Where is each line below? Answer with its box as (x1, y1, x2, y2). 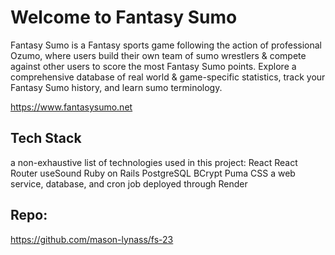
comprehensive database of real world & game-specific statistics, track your (10, 71, 326, 83)
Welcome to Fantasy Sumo (10, 6, 238, 29)
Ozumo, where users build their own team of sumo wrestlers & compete (10, 49, 307, 61)
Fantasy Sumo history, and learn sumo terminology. (10, 81, 223, 93)
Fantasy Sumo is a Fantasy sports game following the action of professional (10, 39, 322, 51)
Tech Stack (10, 130, 82, 147)
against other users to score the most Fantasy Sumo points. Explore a (10, 60, 297, 72)
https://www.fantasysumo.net (10, 101, 133, 113)
